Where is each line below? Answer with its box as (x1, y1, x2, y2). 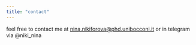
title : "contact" (6, 8, 50, 15)
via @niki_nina (6, 31, 42, 39)
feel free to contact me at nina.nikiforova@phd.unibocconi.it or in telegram (6, 25, 190, 32)
